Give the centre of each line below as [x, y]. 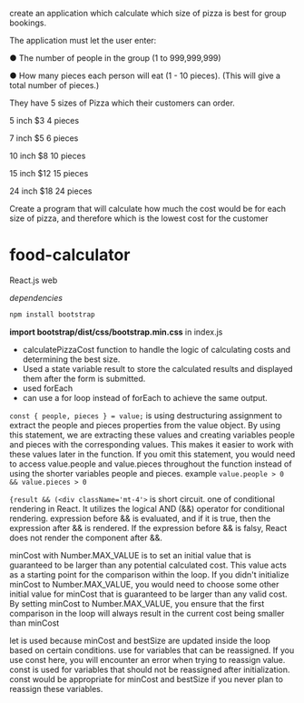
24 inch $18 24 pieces [51, 191]
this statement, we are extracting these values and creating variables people [152, 435]
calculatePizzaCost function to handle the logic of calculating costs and [157, 349]
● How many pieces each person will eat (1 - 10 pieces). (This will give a [145, 75]
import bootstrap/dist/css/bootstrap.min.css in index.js [116, 332]
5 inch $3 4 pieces [44, 121]
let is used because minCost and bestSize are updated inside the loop [140, 640]
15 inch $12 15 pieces [49, 173]
